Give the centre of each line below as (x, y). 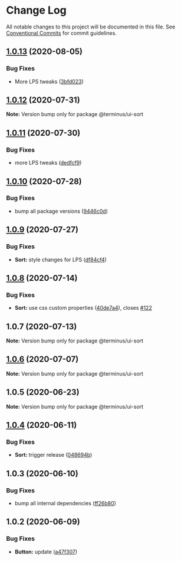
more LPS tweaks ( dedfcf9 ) (48, 163)
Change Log (36, 10)
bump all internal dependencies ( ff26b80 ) (65, 503)
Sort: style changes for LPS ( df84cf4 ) (61, 259)
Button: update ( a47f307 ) (46, 552)
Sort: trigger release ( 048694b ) (53, 455)
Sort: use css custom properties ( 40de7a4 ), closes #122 (83, 308)
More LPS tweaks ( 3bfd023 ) (49, 81)
